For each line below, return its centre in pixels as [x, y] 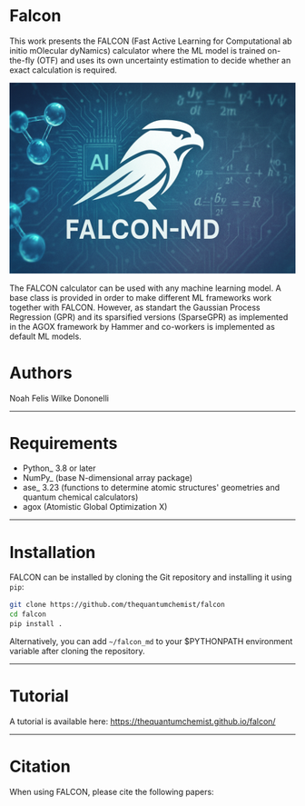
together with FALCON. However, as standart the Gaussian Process [135, 307]
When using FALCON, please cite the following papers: [112, 791]
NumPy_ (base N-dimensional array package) [108, 478]
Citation [40, 766]
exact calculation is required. [64, 70]
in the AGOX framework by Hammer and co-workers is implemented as [142, 326]
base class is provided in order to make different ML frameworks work [141, 297]
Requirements [64, 443]
